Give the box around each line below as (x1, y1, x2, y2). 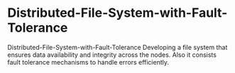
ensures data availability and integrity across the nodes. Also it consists (7, 51, 217, 59)
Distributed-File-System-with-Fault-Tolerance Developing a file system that (7, 43, 228, 51)
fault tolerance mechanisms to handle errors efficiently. (7, 58, 169, 66)
